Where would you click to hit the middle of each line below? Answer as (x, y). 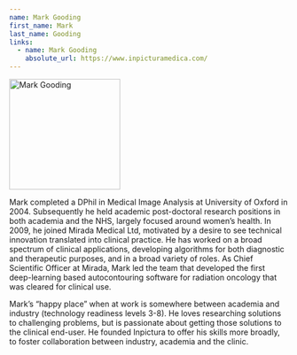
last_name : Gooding (45, 34)
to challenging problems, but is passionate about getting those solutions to (145, 323)
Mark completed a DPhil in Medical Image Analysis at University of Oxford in (148, 202)
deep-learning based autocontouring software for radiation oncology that (143, 277)
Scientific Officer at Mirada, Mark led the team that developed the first (137, 268)
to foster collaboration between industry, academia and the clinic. (129, 341)
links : (21, 42)
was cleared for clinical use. (60, 287)
